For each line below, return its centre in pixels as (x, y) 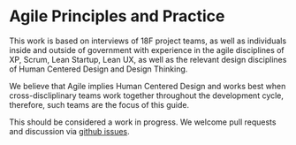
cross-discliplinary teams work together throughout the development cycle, (147, 95)
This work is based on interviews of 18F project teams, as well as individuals (148, 41)
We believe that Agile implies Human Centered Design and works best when (148, 86)
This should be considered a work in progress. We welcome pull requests (143, 122)
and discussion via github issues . (69, 131)
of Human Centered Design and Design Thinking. (99, 69)
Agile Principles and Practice (117, 16)
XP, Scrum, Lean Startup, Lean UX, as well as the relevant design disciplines (148, 59)
